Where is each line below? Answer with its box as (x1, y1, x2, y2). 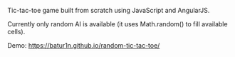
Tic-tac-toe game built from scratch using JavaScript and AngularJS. (7, 6, 210, 14)
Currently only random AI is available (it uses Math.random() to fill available (7, 20, 228, 28)
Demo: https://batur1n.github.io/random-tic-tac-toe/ (7, 41, 160, 49)
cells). (7, 28, 26, 36)
